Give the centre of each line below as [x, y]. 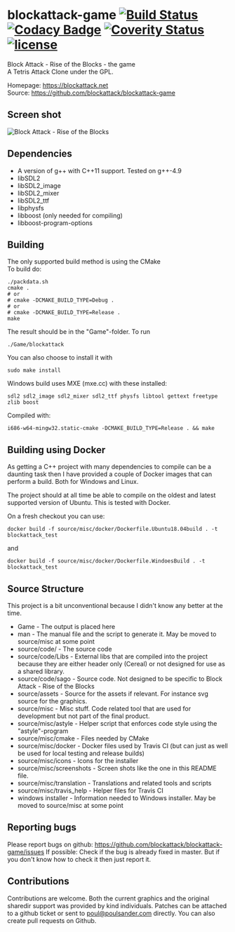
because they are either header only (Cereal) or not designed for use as [121, 664]
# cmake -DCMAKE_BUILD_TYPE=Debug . [61, 300]
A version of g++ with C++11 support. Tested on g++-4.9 [100, 170]
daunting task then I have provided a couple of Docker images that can [110, 474]
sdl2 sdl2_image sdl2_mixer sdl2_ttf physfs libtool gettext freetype [113, 396]
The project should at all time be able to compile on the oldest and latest [112, 495]
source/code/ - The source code [65, 649]
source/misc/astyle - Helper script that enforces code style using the [117, 723]
